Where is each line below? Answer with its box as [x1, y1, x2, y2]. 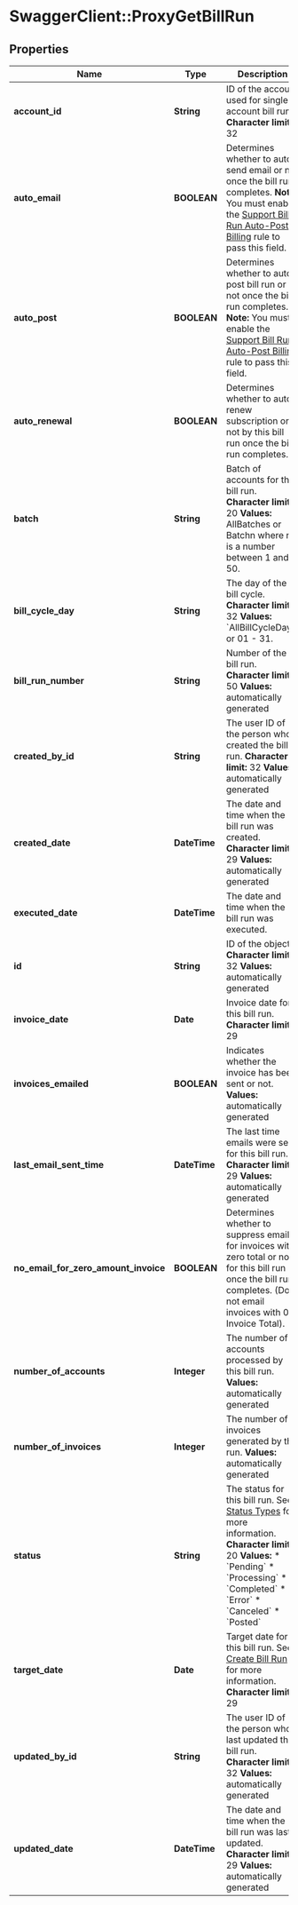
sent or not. [225, 1077, 274, 1090]
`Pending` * [225, 1560, 275, 1573]
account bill [225, 105, 275, 117]
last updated [225, 1734, 278, 1746]
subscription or [225, 415, 290, 427]
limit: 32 [225, 761, 262, 774]
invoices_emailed [13, 1077, 89, 1090]
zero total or [225, 1250, 277, 1263]
